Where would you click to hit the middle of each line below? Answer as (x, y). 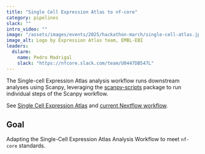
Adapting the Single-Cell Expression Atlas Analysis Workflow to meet (93, 139)
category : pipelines (33, 18)
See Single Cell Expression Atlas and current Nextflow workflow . (87, 105)
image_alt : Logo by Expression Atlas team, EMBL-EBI (75, 40)
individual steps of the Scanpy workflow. (57, 94)
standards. (32, 146)
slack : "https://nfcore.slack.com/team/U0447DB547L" (86, 63)
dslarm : (22, 52)
